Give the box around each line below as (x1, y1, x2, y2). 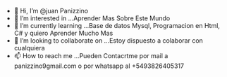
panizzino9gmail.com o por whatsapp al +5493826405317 (13, 62, 185, 70)
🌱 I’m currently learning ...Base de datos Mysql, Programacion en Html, (13, 22, 221, 29)
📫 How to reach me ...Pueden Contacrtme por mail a (13, 52, 168, 59)
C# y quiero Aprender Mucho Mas (13, 29, 114, 37)
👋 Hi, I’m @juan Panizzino (13, 7, 89, 15)
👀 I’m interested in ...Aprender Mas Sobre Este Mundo (13, 14, 171, 22)
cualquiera (13, 44, 45, 52)
